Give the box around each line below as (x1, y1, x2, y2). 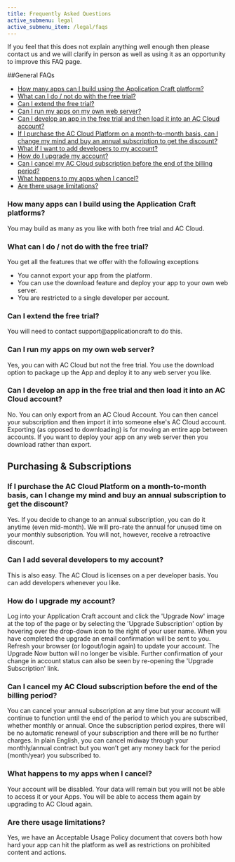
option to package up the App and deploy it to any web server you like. (7, 368, 212, 377)
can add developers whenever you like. (7, 578, 121, 587)
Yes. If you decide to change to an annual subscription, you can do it (7, 515, 206, 523)
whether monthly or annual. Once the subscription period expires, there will (7, 721, 226, 730)
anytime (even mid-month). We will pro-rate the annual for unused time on (7, 523, 222, 531)
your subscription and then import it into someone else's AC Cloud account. (7, 417, 227, 426)
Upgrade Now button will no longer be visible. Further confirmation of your (7, 649, 223, 658)
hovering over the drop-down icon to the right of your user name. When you (7, 627, 227, 636)
